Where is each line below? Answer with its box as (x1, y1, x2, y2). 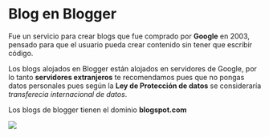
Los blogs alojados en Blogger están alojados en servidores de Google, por (8, 63, 257, 73)
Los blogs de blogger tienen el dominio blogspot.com (8, 105, 187, 115)
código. (8, 48, 34, 58)
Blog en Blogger (8, 5, 117, 23)
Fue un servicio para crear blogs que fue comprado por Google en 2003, (8, 31, 251, 41)
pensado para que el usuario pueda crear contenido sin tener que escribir (8, 39, 253, 49)
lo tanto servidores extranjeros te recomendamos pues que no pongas (8, 72, 245, 82)
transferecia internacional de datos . (8, 89, 128, 99)
